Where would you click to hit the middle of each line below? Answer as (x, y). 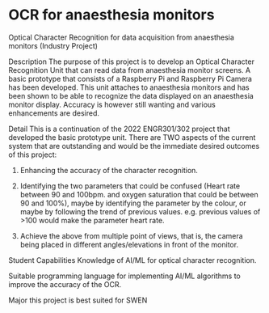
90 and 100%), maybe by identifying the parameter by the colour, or (133, 203)
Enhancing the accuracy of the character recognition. (109, 170)
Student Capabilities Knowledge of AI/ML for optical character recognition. (132, 260)
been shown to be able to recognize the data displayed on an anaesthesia (131, 95)
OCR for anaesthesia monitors (111, 15)
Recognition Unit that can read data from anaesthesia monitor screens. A (130, 70)
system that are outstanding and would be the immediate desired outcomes (134, 146)
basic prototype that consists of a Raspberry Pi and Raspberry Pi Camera (130, 78)
